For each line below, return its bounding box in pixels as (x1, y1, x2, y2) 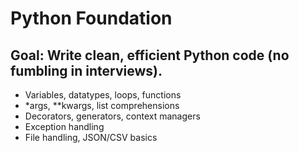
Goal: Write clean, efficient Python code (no (10, 47, 290, 64)
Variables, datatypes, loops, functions (24, 89, 182, 101)
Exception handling (24, 121, 105, 132)
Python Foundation (10, 7, 173, 30)
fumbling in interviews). (10, 62, 163, 79)
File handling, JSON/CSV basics (24, 132, 158, 143)
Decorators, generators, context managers (24, 110, 201, 122)
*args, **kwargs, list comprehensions (24, 100, 180, 111)
